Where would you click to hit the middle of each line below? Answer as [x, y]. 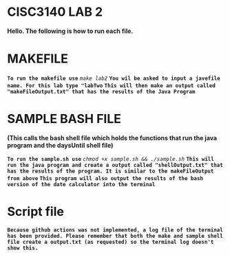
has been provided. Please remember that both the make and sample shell [115, 236]
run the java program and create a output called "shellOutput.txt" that [115, 165]
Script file [35, 212]
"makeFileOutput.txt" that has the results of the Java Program [101, 91]
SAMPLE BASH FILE [64, 119]
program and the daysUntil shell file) [60, 145]
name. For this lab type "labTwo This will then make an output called [111, 86]
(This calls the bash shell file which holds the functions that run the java [112, 137]
